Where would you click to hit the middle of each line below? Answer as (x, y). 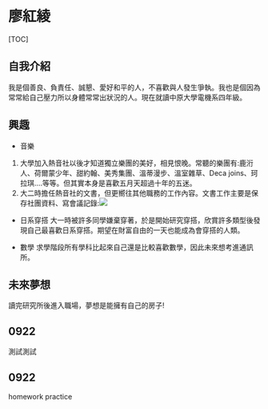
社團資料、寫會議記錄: (63, 203)
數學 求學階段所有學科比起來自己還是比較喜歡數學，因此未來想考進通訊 (136, 247)
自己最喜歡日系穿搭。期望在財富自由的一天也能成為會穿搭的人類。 (136, 230)
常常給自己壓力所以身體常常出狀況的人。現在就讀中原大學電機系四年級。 (127, 97)
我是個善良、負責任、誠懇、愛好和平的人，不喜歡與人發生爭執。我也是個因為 (134, 87)
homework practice (40, 397)
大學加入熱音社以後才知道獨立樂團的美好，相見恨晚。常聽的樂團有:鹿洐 (136, 163)
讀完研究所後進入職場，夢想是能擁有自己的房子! (87, 306)
